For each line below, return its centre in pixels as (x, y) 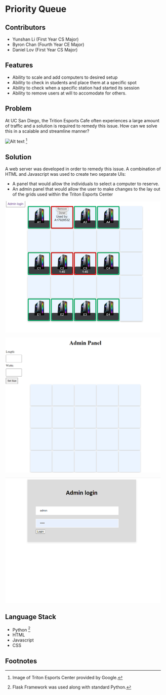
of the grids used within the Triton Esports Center (62, 195)
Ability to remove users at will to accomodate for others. (69, 93)
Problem (19, 109)
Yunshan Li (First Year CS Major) (45, 39)
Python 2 (21, 629)
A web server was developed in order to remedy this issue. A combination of (83, 169)
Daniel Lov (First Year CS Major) (45, 50)
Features (19, 65)
